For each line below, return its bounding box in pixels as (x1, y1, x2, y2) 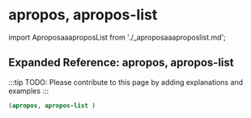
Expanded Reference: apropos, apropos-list (8, 56, 234, 70)
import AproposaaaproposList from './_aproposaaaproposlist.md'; (8, 32, 227, 42)
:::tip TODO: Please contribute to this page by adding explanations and (8, 77, 244, 86)
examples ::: (8, 86, 49, 95)
